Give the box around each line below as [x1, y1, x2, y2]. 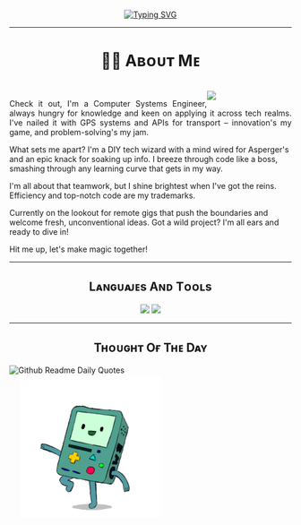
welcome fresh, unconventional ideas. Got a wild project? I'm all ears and [9, 217, 279, 228]
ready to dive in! [9, 226, 69, 237]
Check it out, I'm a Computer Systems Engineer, [9, 98, 208, 108]
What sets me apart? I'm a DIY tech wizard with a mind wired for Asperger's [9, 143, 289, 155]
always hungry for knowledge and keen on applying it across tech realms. [9, 108, 292, 118]
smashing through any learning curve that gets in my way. [9, 163, 224, 174]
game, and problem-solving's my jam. [9, 126, 150, 137]
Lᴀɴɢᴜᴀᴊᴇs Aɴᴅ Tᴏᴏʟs [89, 280, 212, 295]
